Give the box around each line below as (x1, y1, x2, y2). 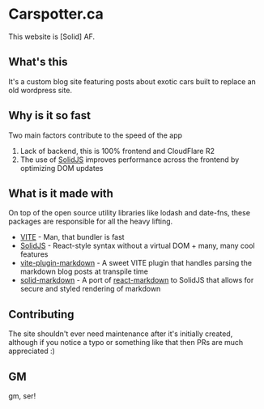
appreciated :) (8, 346, 55, 356)
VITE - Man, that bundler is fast (19, 232, 125, 242)
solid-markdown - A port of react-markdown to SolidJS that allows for (19, 275, 254, 285)
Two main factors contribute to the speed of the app (8, 130, 183, 140)
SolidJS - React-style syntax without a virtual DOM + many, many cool (19, 241, 255, 251)
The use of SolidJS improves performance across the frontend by (19, 155, 240, 164)
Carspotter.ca (8, 5, 104, 23)
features (19, 249, 49, 259)
